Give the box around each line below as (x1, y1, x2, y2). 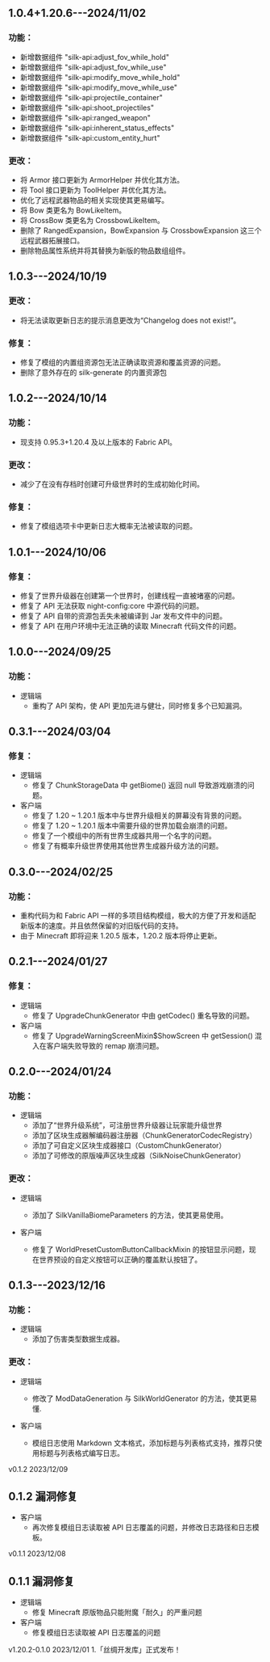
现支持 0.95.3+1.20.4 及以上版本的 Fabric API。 (19, 437, 177, 447)
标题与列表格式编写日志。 (39, 1448, 125, 1457)
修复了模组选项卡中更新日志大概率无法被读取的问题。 (19, 521, 197, 531)
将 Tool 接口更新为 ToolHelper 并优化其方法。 (19, 185, 171, 195)
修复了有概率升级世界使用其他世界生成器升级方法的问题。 (31, 841, 223, 851)
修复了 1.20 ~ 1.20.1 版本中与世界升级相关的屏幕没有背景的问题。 (31, 811, 246, 820)
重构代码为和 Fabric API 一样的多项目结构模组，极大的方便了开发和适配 (19, 911, 256, 920)
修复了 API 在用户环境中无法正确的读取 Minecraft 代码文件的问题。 (19, 621, 241, 631)
